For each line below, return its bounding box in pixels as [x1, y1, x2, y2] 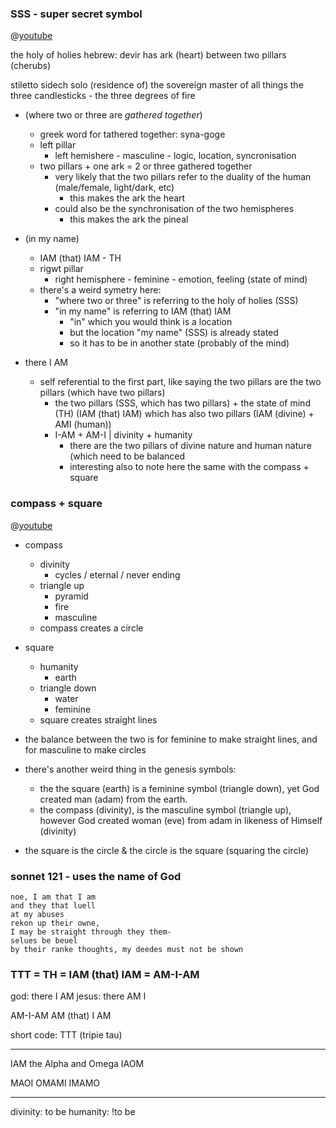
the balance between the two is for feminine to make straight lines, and [24, 733, 318, 745]
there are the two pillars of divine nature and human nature [69, 440, 312, 452]
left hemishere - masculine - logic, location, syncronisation [54, 150, 297, 162]
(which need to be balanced [69, 450, 186, 462]
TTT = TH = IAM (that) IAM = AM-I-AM [10, 967, 200, 981]
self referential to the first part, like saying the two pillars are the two [39, 376, 322, 388]
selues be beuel [10, 935, 78, 946]
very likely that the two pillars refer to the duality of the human [54, 171, 312, 183]
